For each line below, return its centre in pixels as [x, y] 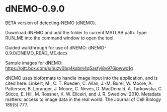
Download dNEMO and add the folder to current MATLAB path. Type [76, 32]
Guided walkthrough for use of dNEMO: [46, 47]
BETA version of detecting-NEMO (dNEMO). [51, 23]
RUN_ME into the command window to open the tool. [60, 38]
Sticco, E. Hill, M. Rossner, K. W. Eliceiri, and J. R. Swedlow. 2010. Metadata [83, 94]
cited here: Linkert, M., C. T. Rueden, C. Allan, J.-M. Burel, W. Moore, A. [79, 83]
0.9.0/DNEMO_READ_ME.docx [36, 53]
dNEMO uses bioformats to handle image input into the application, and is [81, 78]
